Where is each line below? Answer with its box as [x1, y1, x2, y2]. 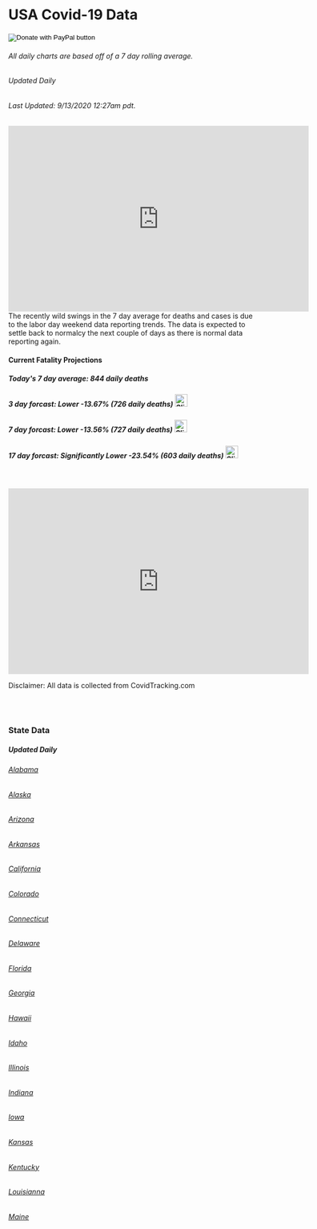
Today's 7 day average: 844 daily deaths [8, 373, 149, 383]
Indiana [8, 1087, 34, 1097]
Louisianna [8, 1187, 46, 1197]
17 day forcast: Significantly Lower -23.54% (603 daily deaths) [8, 450, 224, 460]
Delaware [8, 939, 41, 949]
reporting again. [8, 336, 62, 346]
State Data [8, 724, 50, 735]
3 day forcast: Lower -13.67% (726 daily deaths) [8, 399, 174, 409]
